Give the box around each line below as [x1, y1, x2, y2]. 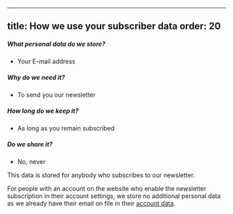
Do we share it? [7, 140, 53, 148]
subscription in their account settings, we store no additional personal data [7, 192, 221, 200]
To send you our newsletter [17, 91, 96, 99]
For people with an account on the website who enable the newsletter [7, 185, 207, 193]
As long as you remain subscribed [17, 124, 115, 133]
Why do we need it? [7, 73, 65, 81]
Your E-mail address [17, 57, 76, 66]
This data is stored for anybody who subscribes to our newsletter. [7, 171, 196, 179]
